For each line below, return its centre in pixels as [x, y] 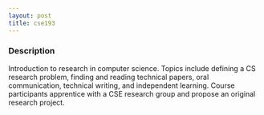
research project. [37, 102]
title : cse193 [32, 23]
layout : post [30, 16]
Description [32, 51]
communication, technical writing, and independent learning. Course [122, 85]
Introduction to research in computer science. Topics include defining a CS [132, 68]
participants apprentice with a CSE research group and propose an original [132, 93]
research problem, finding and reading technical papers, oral [109, 77]
